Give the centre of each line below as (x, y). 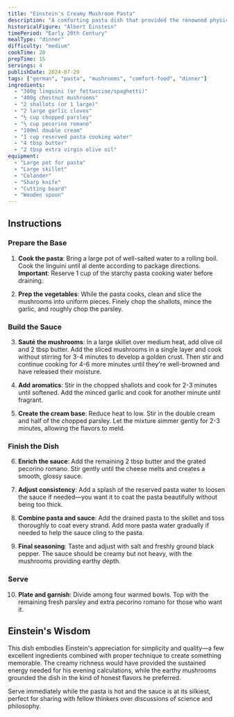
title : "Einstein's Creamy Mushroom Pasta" (72, 14)
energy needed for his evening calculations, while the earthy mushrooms (112, 670)
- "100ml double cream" (48, 130)
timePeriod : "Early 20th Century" (58, 33)
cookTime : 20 (27, 53)
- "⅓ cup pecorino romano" (53, 124)
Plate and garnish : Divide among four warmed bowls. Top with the (113, 594)
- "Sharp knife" (37, 182)
